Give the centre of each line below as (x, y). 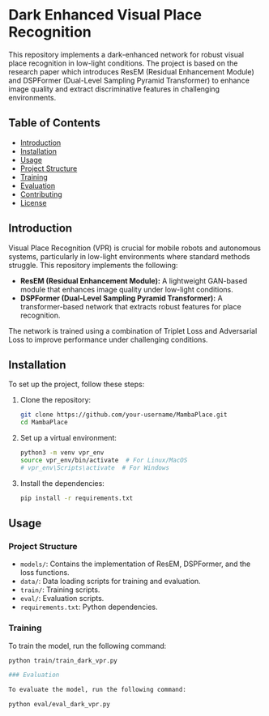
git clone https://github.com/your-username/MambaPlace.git (124, 415)
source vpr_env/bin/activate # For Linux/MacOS (104, 460)
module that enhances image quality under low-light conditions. (126, 289)
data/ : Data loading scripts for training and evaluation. (110, 582)
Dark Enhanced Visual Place (105, 15)
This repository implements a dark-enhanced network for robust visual (126, 54)
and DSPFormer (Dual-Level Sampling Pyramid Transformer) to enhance (129, 80)
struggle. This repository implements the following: (93, 265)
